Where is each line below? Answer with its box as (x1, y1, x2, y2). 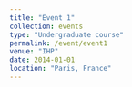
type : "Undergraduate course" (9, 30, 125, 39)
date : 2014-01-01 (9, 55, 76, 64)
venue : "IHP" (9, 47, 59, 56)
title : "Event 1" (9, 13, 76, 23)
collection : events (9, 22, 84, 31)
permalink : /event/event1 (9, 38, 107, 48)
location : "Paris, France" (9, 64, 112, 73)
